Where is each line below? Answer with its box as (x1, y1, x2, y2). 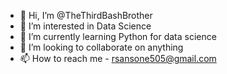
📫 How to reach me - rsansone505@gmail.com (19, 53, 217, 64)
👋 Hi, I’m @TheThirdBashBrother (19, 10, 153, 21)
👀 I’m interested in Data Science (19, 20, 152, 32)
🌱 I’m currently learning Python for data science (19, 31, 217, 42)
